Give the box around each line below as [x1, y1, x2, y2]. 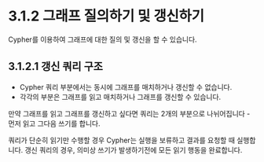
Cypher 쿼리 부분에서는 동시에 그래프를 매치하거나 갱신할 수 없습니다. [19, 82, 233, 91]
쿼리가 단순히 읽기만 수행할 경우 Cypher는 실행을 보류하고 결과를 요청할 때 [8, 135, 236, 145]
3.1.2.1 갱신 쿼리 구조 [8, 60, 104, 73]
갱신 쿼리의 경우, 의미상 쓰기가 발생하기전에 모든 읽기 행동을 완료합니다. [24, 145, 243, 154]
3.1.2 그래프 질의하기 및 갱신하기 [8, 7, 205, 25]
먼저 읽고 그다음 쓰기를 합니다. [8, 119, 101, 128]
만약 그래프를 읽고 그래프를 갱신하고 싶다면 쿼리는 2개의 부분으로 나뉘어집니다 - [8, 109, 251, 118]
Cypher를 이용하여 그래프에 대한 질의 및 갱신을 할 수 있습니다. [8, 35, 198, 44]
